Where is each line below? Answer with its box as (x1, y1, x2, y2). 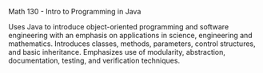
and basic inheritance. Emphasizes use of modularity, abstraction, (8, 48, 226, 56)
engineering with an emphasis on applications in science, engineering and (8, 31, 253, 40)
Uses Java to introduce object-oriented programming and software (8, 22, 229, 31)
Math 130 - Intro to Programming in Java (8, 7, 141, 16)
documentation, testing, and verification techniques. (8, 56, 181, 65)
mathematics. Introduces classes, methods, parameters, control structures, (8, 39, 256, 48)
